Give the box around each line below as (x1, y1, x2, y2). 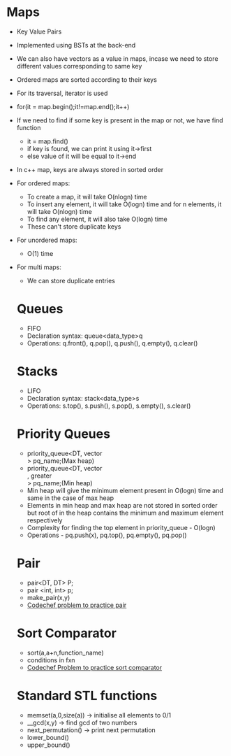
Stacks (16, 364, 59, 380)
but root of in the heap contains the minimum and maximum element (27, 508, 224, 517)
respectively (27, 515, 63, 525)
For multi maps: (16, 263, 62, 271)
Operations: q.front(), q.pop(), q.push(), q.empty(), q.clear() (27, 338, 198, 347)
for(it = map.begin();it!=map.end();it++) (16, 102, 130, 110)
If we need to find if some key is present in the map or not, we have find (16, 116, 224, 124)
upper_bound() (27, 741, 70, 749)
